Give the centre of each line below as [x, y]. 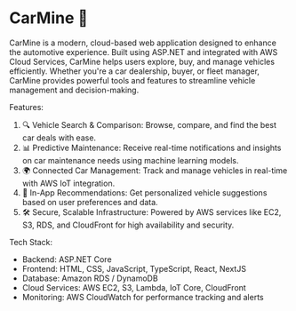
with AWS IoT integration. [68, 183]
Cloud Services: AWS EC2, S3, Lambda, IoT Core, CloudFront [134, 287]
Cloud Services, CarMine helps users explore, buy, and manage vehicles [142, 61]
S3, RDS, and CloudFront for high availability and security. [128, 225]
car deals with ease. [59, 138]
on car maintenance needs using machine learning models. [130, 160]
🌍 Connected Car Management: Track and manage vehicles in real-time [155, 170]
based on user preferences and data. [90, 202]
